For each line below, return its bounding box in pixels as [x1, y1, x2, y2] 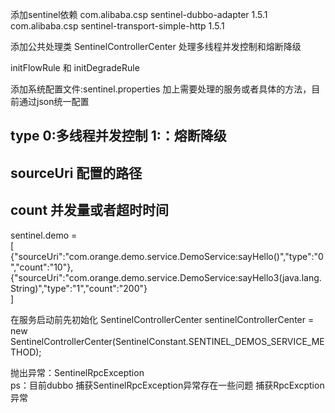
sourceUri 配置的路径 [10, 164, 143, 182]
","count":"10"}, [10, 261, 74, 273]
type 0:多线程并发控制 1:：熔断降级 [10, 128, 227, 145]
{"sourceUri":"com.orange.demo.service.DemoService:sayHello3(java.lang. [10, 271, 322, 283]
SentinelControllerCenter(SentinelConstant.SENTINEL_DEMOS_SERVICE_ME [10, 335, 325, 347]
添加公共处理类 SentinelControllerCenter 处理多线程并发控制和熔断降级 [10, 41, 302, 52]
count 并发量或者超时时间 [10, 202, 170, 219]
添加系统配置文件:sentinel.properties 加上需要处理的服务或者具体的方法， [10, 83, 312, 95]
